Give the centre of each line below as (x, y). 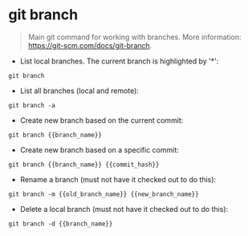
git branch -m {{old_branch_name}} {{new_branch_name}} (104, 194)
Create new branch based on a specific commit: (99, 149)
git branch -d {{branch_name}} (61, 224)
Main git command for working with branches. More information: (135, 37)
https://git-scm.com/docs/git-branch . (90, 45)
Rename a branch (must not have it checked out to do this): (118, 179)
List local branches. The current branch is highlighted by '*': (119, 61)
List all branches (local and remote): (79, 91)
